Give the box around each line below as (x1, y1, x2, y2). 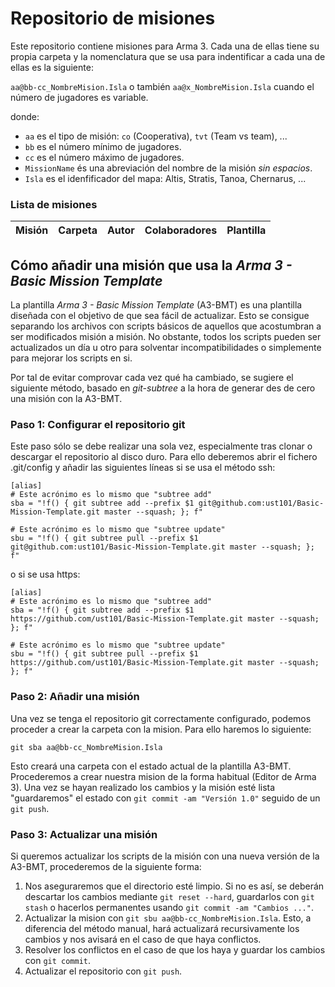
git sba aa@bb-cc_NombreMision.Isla (10, 742, 163, 752)
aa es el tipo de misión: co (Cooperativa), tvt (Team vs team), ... (24, 130, 288, 142)
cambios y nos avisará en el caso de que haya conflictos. (24, 933, 262, 945)
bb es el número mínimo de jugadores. (24, 140, 182, 152)
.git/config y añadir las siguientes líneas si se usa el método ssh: (10, 462, 276, 474)
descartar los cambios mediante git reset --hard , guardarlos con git (24, 890, 315, 902)
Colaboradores (144, 223, 218, 237)
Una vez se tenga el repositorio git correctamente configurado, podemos (10, 712, 312, 724)
